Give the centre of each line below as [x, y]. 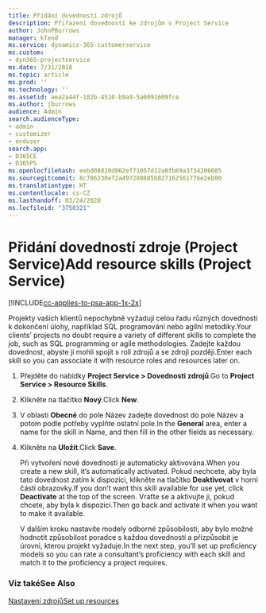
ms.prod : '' [28, 82]
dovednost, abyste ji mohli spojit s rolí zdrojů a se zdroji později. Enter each [130, 352]
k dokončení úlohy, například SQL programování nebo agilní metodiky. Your [130, 327]
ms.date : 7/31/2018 [40, 68]
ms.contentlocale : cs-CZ [49, 193]
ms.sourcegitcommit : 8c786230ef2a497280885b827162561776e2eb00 [115, 178]
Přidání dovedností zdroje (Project [123, 247]
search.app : [28, 149]
